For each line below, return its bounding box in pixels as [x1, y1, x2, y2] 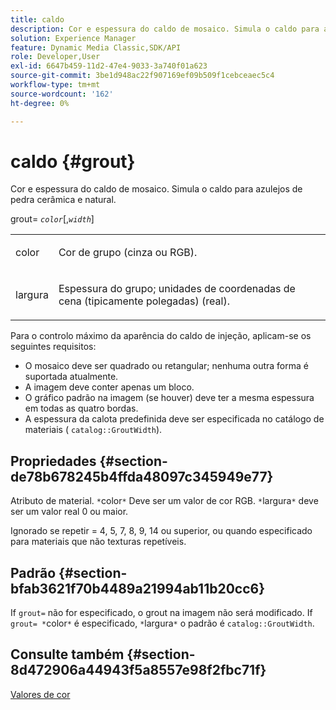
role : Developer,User [10, 52, 101, 62]
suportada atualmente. [24, 371, 119, 383]
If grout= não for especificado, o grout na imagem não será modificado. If [10, 607, 313, 619]
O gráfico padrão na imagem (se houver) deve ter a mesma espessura [24, 392, 315, 404]
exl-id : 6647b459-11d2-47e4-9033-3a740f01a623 [10, 61, 208, 71]
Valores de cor [10, 688, 71, 700]
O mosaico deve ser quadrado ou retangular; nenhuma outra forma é [24, 360, 309, 372]
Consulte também [10, 646, 125, 663]
